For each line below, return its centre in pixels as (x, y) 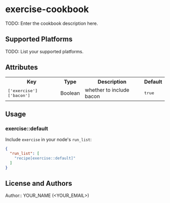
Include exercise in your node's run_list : (49, 140)
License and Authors (39, 184)
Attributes (22, 68)
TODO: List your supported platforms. (45, 51)
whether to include (107, 90)
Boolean (70, 93)
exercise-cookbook (47, 9)
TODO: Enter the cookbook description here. (52, 23)
